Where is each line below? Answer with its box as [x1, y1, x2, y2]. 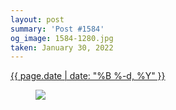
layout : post [10, 14, 65, 25]
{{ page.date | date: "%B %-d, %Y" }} [10, 70, 166, 82]
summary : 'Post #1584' [10, 24, 105, 34]
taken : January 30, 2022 [10, 42, 114, 53]
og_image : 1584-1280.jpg [10, 33, 114, 43]
